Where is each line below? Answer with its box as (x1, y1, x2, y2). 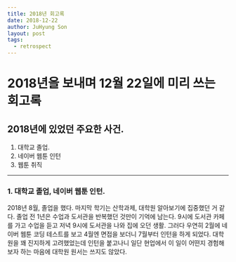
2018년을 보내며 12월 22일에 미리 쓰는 (7, 75, 216, 91)
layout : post (7, 30, 46, 37)
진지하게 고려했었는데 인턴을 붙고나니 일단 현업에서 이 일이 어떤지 (27, 239, 206, 247)
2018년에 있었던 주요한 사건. (7, 123, 124, 135)
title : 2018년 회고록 (7, 10, 65, 18)
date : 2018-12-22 (7, 17, 58, 24)
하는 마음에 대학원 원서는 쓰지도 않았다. (20, 247, 128, 256)
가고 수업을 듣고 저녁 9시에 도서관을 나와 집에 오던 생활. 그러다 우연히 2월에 (14, 221, 221, 230)
